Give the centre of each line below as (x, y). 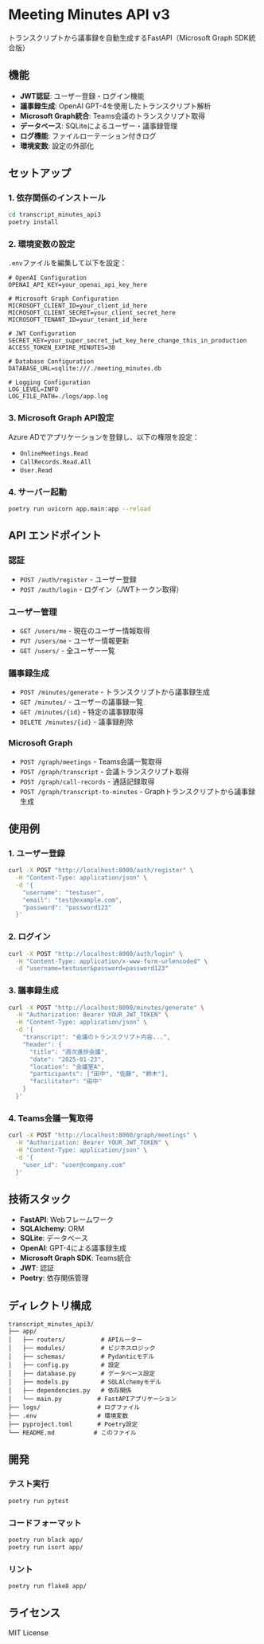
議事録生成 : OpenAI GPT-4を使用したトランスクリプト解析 (115, 106)
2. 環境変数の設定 (42, 245)
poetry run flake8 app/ (48, 1587)
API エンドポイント (55, 536)
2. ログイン (29, 937)
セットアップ (40, 173)
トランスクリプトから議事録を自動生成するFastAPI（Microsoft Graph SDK (128, 37)
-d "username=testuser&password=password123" (92, 969)
